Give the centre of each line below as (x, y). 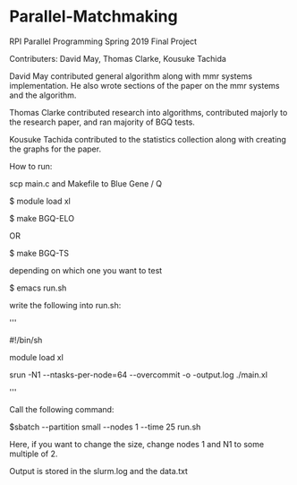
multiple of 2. (34, 454)
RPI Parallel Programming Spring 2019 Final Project (103, 41)
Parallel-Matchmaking (93, 17)
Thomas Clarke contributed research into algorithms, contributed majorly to (148, 112)
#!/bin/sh (26, 340)
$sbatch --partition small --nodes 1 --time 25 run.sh (105, 427)
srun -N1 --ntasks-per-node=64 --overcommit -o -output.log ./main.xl (139, 375)
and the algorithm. (43, 95)
